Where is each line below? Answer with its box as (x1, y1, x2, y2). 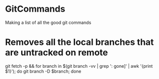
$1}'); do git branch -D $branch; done (5, 68, 81, 74)
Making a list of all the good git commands (5, 20, 92, 25)
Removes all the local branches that (5, 37, 154, 48)
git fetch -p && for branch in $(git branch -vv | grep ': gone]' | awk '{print (5, 63, 153, 69)
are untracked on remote (5, 47, 108, 58)
